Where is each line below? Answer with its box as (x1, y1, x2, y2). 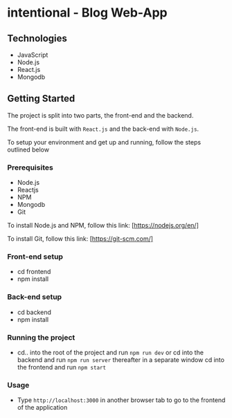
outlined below (7, 145, 50, 154)
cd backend (17, 308, 52, 316)
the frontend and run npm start (17, 363, 106, 371)
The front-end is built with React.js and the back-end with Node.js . (7, 125, 199, 133)
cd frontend (17, 268, 51, 276)
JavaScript (17, 51, 48, 59)
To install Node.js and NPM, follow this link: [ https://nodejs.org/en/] (7, 221, 199, 230)
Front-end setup (7, 252, 64, 262)
